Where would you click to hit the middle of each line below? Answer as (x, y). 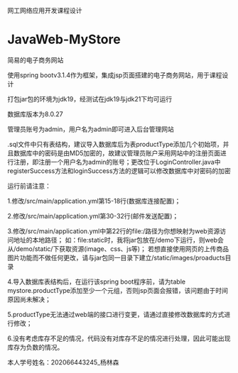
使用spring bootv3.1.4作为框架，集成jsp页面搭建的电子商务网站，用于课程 (115, 75)
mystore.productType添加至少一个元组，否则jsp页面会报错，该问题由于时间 (118, 290)
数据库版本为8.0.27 (35, 114)
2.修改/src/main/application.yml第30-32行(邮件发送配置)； (93, 216)
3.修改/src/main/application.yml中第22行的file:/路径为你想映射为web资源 (114, 231)
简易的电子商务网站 (36, 60)
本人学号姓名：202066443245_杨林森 (63, 362)
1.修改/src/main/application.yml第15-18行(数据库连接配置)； (94, 201)
